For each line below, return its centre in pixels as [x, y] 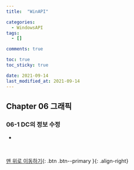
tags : [13, 33]
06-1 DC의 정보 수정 [33, 124]
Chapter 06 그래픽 [39, 106]
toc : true [18, 60]
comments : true [25, 49]
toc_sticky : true [27, 65]
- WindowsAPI [27, 28]
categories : [21, 22]
